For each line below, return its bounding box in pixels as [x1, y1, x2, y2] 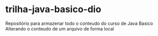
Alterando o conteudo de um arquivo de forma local [5, 25, 114, 31]
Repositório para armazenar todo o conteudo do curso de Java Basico [5, 20, 153, 26]
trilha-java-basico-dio [5, 4, 101, 15]
